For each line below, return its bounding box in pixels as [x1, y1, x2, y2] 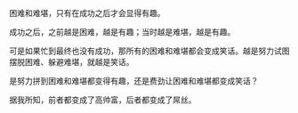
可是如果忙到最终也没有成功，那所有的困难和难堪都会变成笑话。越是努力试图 [9, 45, 290, 56]
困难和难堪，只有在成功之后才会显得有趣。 [9, 8, 165, 18]
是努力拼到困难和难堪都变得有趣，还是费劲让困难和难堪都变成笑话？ [9, 76, 259, 86]
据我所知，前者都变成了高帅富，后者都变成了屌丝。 [9, 94, 197, 105]
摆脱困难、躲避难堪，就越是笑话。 [9, 57, 134, 67]
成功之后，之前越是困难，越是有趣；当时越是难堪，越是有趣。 [9, 27, 236, 37]
